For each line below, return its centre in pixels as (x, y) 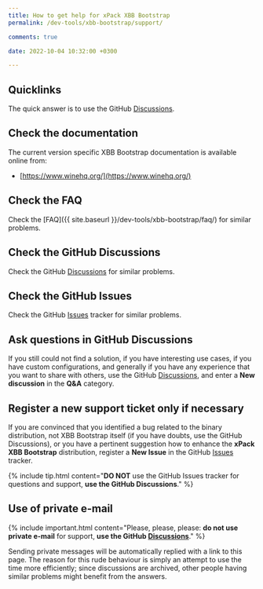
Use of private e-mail (61, 509)
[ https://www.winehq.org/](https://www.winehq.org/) (105, 176)
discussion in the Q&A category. (61, 384)
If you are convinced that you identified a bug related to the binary (115, 427)
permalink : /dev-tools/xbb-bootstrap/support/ (86, 23)
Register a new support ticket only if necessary (126, 408)
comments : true (33, 37)
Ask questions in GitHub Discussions (100, 340)
